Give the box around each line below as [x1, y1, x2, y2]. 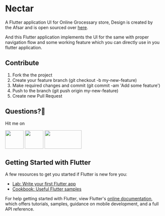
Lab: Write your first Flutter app [12, 181, 76, 187]
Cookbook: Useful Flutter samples [12, 186, 82, 192]
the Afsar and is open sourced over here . [5, 24, 89, 30]
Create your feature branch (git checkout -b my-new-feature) [12, 77, 137, 83]
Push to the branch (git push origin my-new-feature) [12, 87, 119, 94]
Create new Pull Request [12, 93, 63, 99]
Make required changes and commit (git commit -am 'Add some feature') [12, 82, 161, 88]
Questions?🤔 [5, 107, 46, 116]
